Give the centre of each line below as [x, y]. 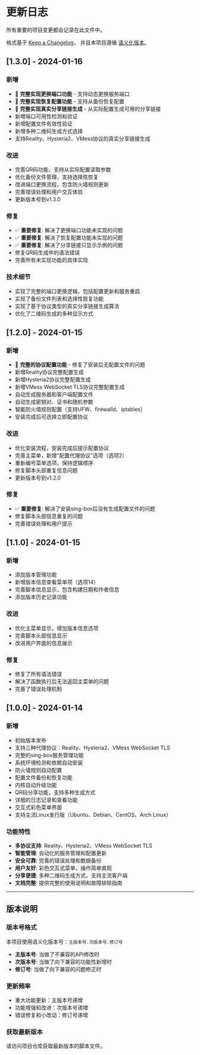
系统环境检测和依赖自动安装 [49, 763]
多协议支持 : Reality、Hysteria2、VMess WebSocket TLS [84, 846]
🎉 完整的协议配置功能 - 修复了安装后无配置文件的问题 [80, 365]
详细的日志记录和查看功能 [46, 799]
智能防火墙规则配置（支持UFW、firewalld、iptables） [80, 409]
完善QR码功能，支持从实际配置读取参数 [63, 169]
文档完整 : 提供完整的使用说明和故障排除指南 [68, 883]
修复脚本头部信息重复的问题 [49, 516]
